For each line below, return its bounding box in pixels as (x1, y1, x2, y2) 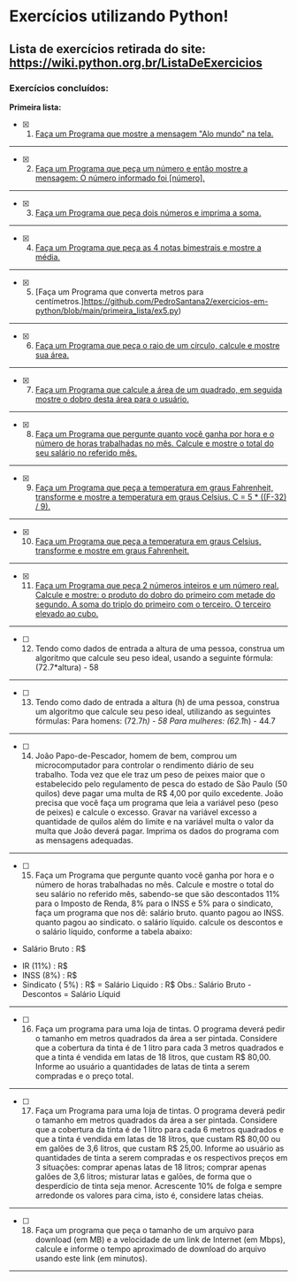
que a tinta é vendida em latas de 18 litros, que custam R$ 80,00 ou (34, 1133, 281, 1144)
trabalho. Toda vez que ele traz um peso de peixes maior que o (34, 769, 265, 779)
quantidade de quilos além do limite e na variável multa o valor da (34, 816, 274, 826)
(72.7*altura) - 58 (34, 662, 99, 672)
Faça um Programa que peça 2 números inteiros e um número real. (34, 579, 279, 590)
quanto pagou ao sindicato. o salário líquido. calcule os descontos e (34, 917, 284, 927)
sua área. (34, 349, 70, 360)
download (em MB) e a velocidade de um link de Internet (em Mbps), (34, 1234, 286, 1245)
